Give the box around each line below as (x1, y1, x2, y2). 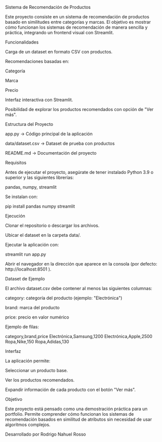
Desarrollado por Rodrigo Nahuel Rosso (5, 431, 86, 437)
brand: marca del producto (5, 305, 60, 310)
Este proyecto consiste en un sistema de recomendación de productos (5, 14, 150, 19)
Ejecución (5, 213, 26, 219)
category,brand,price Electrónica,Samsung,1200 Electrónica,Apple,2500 (5, 333, 153, 339)
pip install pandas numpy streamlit (5, 203, 75, 209)
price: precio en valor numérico (5, 314, 69, 320)
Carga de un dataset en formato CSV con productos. (5, 49, 113, 55)
